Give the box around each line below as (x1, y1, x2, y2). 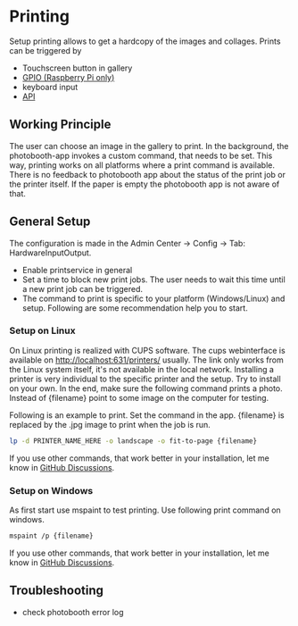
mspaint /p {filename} (9, 531, 94, 541)
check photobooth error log (21, 606, 124, 617)
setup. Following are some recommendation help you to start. (21, 302, 248, 313)
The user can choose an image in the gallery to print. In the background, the (9, 140, 289, 151)
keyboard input (21, 81, 79, 92)
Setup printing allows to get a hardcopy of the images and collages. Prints (9, 36, 281, 46)
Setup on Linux (9, 324, 76, 337)
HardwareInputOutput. (9, 247, 92, 258)
